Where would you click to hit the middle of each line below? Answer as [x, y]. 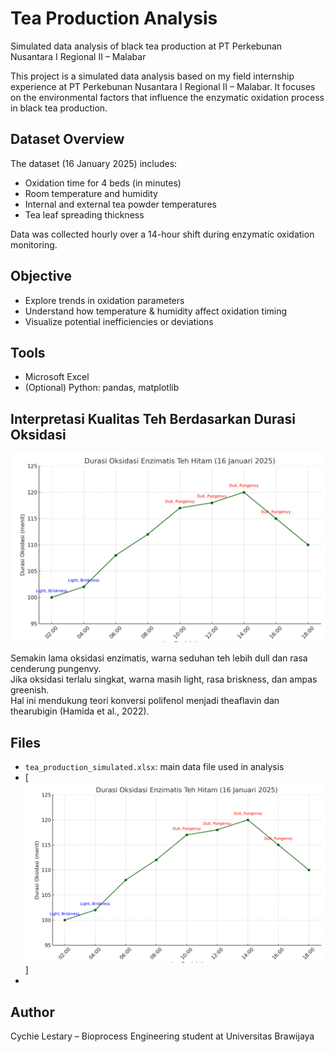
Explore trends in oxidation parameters [104, 300]
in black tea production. [59, 108]
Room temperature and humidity [91, 193]
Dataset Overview [67, 139]
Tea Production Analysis [114, 18]
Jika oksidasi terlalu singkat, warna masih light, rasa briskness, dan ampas [164, 679]
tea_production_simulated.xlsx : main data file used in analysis [154, 767]
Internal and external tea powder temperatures [120, 204]
